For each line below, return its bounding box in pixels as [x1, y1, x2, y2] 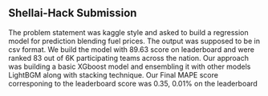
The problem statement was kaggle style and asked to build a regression [8, 27, 249, 37]
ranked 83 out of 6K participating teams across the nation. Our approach [8, 53, 249, 62]
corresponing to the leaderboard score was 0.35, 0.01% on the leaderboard [8, 78, 258, 88]
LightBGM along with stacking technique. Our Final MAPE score [8, 70, 219, 79]
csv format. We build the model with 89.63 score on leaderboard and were [8, 44, 255, 54]
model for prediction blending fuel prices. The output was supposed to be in [8, 36, 261, 46]
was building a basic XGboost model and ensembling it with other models [8, 62, 251, 71]
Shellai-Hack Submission [8, 6, 137, 20]
